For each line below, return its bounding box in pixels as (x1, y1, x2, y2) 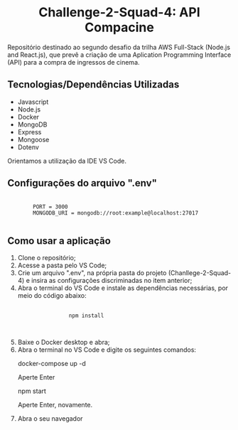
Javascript (17, 97, 49, 106)
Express (17, 127, 42, 136)
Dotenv (17, 143, 39, 151)
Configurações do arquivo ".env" (7, 177, 158, 189)
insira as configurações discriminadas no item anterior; (31, 276, 193, 285)
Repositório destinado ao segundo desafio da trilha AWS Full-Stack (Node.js (7, 43, 231, 51)
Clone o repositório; (17, 254, 76, 262)
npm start (17, 387, 46, 395)
